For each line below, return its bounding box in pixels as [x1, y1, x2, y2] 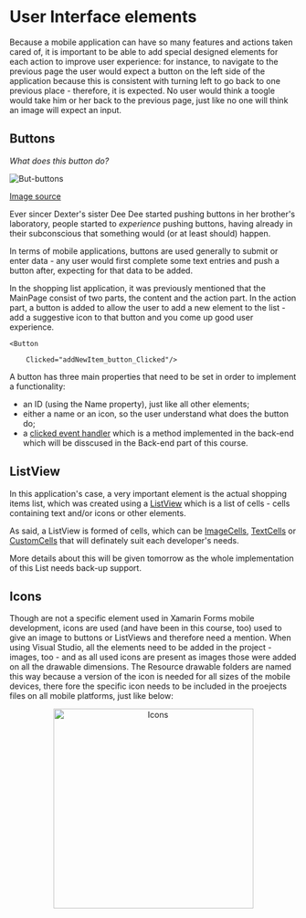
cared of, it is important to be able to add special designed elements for [9, 46, 279, 57]
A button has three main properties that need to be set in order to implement [9, 371, 297, 382]
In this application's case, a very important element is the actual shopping [9, 488, 288, 499]
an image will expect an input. [9, 104, 121, 115]
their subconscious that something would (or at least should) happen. [9, 227, 271, 238]
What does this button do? [9, 155, 110, 166]
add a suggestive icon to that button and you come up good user [9, 311, 254, 322]
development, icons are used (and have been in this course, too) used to [9, 623, 282, 634]
